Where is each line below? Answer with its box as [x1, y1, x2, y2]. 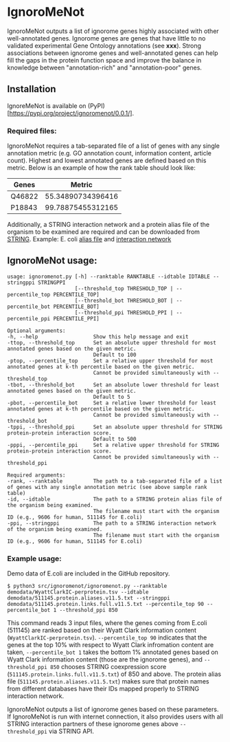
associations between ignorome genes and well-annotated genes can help [7, 49, 218, 57]
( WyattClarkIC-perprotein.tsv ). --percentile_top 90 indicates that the [7, 633, 207, 642]
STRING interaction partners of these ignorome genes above [7, 720, 179, 728]
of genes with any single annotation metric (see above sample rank [7, 483, 207, 490]
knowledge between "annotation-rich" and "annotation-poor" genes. [7, 63, 203, 72]
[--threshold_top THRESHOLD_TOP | [74, 285, 174, 292]
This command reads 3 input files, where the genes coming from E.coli [7, 619, 207, 627]
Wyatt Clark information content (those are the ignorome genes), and [7, 655, 203, 664]
